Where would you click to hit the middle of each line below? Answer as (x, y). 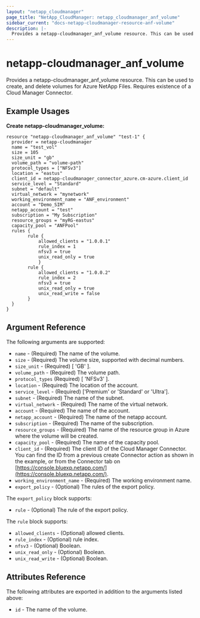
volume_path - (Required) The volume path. (67, 372)
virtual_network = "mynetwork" (50, 194)
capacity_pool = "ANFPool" (45, 225)
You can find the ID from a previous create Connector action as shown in (104, 455)
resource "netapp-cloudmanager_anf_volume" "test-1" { (76, 137)
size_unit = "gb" (33, 158)
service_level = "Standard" (47, 184)
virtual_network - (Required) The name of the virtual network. (91, 404)
